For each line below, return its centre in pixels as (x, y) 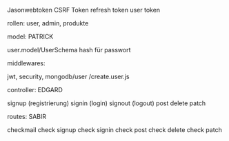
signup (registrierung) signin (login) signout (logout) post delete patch (107, 103)
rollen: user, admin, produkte (48, 23)
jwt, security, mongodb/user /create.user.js (68, 76)
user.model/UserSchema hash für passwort (69, 50)
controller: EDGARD (35, 90)
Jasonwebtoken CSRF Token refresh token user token (84, 10)
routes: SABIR (27, 117)
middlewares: (27, 63)
